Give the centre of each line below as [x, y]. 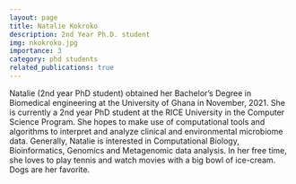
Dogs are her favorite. [50, 169]
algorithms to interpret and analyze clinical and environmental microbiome [146, 131]
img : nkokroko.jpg [44, 43]
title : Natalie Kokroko [54, 26]
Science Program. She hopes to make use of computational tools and [137, 121]
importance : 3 [36, 51]
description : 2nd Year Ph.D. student [80, 34]
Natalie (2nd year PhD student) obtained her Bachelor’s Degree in [131, 93]
